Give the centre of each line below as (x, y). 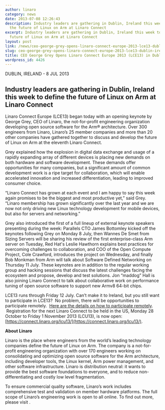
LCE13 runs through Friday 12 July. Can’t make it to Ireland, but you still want (82, 296)
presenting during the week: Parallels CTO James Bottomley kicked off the (81, 228)
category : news (21, 14)
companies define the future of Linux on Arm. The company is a (70, 346)
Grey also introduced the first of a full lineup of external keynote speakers (80, 223)
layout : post (18, 42)
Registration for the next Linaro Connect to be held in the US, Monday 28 (80, 311)
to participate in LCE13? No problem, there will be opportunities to (72, 301)
